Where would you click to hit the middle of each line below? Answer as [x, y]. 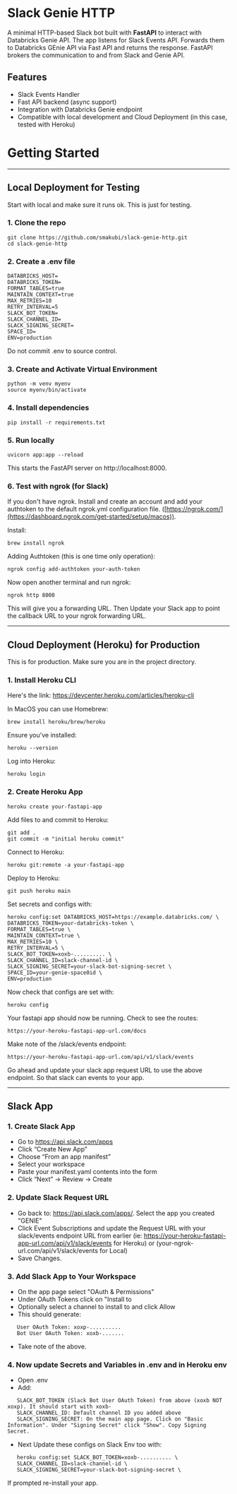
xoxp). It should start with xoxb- [60, 1407]
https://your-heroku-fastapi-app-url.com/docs [77, 1031]
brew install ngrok [36, 543]
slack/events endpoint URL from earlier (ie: [80, 1235]
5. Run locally [31, 440]
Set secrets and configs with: [50, 904]
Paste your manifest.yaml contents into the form [87, 1172]
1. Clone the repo [37, 223]
